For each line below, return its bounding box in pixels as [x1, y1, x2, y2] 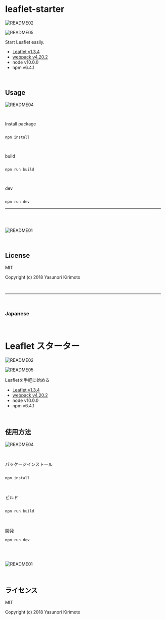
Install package [5, 120, 36, 127]
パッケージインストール [5, 461, 53, 467]
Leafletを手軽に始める [5, 377, 50, 383]
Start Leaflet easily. [5, 39, 44, 45]
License [5, 251, 30, 260]
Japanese [5, 310, 30, 317]
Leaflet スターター [5, 340, 80, 352]
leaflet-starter [5, 3, 65, 15]
